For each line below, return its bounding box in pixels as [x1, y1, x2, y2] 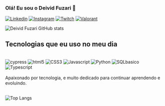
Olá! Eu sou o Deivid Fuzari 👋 [5, 4, 76, 11]
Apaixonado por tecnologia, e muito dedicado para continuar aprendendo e [5, 75, 160, 81]
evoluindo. [5, 80, 27, 86]
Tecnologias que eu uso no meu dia [5, 40, 117, 48]
